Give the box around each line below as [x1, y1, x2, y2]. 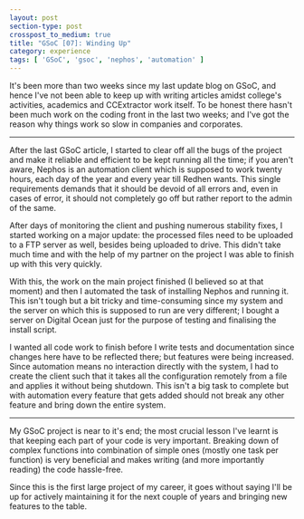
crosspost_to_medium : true [9, 30, 111, 39]
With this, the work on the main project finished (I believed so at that [9, 276, 264, 286]
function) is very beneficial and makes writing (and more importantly [9, 455, 265, 465]
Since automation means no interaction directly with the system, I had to [9, 361, 279, 371]
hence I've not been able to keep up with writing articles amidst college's [9, 90, 282, 101]
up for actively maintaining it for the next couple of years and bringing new [9, 491, 288, 502]
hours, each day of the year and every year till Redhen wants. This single [9, 174, 281, 184]
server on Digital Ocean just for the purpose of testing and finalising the [9, 314, 277, 325]
